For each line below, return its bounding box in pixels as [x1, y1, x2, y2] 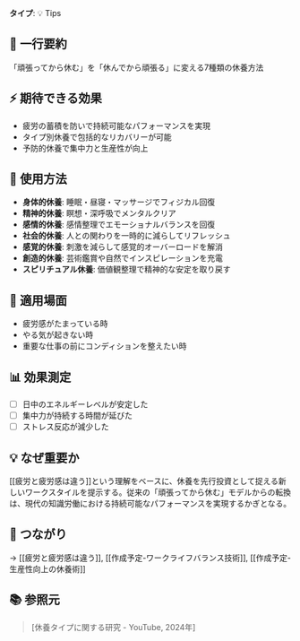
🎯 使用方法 [9, 171, 67, 186]
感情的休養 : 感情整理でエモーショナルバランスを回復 [21, 219, 216, 230]
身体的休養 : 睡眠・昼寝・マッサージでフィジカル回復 [21, 196, 216, 208]
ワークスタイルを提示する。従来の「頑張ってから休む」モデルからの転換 [24, 487, 291, 498]
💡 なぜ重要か [9, 450, 80, 465]
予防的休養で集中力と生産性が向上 [21, 143, 149, 153]
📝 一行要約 [9, 37, 67, 52]
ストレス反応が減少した [21, 421, 109, 432]
